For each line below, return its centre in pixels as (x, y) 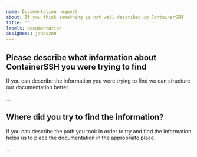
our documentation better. (38, 87)
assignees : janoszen (32, 34)
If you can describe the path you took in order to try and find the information (99, 131)
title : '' (18, 22)
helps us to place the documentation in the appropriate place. (81, 138)
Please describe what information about (81, 58)
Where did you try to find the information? (85, 117)
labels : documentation (34, 28)
